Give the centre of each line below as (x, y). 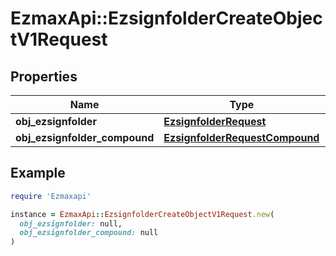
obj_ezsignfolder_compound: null (89, 233)
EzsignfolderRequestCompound (241, 137)
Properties (44, 76)
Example (38, 173)
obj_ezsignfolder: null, (71, 223)
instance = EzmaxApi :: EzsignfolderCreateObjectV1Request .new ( (142, 214)
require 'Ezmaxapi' (51, 196)
